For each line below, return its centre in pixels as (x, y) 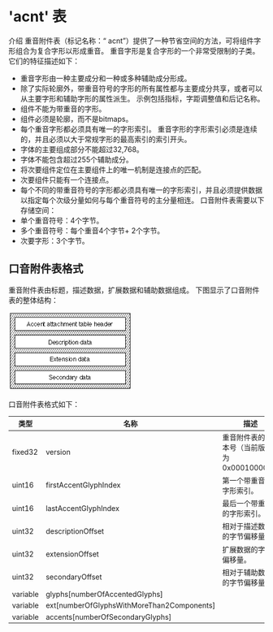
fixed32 (25, 452)
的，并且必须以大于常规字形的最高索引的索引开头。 (106, 139)
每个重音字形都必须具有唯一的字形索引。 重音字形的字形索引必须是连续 (139, 129)
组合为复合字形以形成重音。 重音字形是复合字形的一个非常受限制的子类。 (137, 50)
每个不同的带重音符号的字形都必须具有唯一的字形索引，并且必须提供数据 (141, 190)
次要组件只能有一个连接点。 (67, 180)
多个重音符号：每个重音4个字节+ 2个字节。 (92, 230)
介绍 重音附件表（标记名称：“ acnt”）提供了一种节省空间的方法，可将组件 (131, 41)
